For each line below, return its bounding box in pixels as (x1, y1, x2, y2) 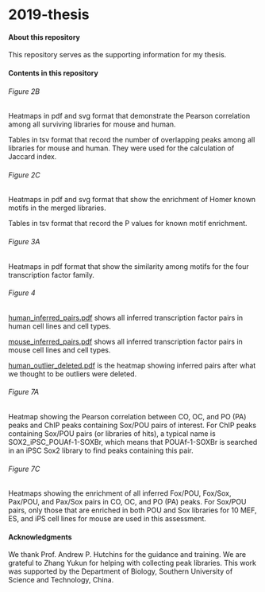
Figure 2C (8, 169, 41, 180)
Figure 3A (8, 236, 40, 246)
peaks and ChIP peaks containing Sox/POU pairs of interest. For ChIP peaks (8, 420, 256, 430)
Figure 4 (8, 288, 36, 298)
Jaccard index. (8, 152, 57, 162)
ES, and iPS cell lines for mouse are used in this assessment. (8, 514, 206, 524)
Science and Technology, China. (8, 575, 114, 585)
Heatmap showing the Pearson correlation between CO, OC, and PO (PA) (8, 412, 247, 421)
